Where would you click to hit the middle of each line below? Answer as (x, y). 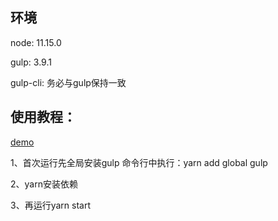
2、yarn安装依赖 (44, 184)
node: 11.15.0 (36, 42)
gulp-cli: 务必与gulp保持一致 (68, 82)
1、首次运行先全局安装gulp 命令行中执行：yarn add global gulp (139, 162)
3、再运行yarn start (50, 205)
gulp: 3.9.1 (31, 62)
